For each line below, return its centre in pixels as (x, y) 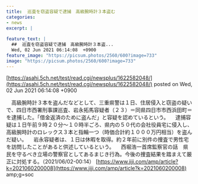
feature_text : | (26, 39)
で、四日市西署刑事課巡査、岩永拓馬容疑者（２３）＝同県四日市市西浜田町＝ (99, 110)
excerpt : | (20, 28)
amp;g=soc (20, 174)
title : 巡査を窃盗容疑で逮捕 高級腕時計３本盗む (61, 11)
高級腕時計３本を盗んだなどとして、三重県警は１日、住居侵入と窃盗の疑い (101, 102)
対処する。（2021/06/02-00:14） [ (57, 161)
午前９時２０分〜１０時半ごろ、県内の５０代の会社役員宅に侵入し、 (109, 124)
